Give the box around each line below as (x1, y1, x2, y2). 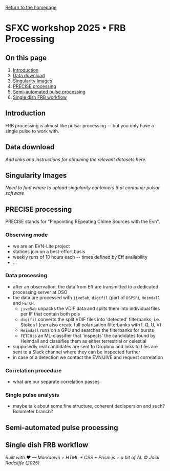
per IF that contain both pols (20, 310, 80, 317)
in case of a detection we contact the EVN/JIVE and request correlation (12, 354, 163, 360)
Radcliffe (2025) (5, 460, 40, 466)
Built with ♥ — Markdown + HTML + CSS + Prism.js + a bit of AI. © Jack (5, 454, 160, 460)
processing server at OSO (12, 289, 68, 295)
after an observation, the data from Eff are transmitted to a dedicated (12, 283, 159, 289)
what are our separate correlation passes (12, 378, 100, 385)
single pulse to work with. (5, 128, 60, 134)
